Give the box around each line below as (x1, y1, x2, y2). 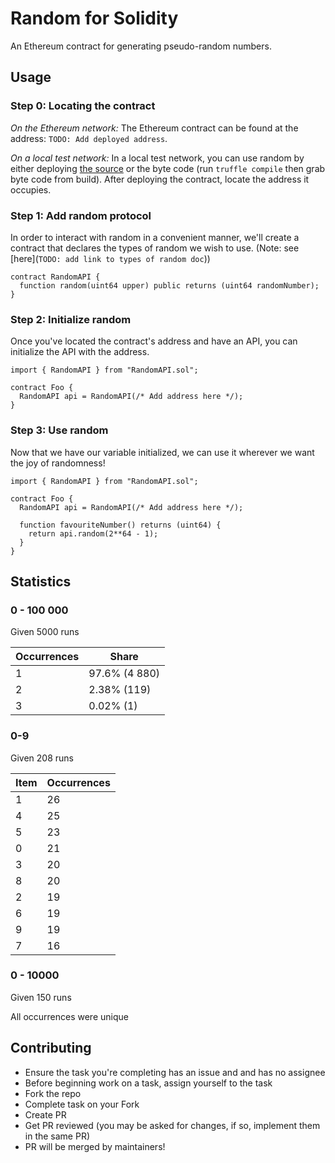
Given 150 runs (10, 991, 72, 1003)
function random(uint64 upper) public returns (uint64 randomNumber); (19, 280, 320, 291)
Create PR (24, 1108, 67, 1121)
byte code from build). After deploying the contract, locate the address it (10, 173, 310, 185)
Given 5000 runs (10, 626, 80, 638)
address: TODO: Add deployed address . (10, 132, 168, 144)
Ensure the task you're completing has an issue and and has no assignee (24, 1066, 326, 1078)
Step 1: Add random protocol (10, 208, 152, 222)
